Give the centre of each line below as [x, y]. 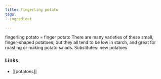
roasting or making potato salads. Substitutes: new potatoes [66, 48]
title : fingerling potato [32, 10]
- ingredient [19, 19]
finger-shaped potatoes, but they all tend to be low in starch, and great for [80, 42]
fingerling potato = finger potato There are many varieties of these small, [79, 37]
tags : [11, 14]
